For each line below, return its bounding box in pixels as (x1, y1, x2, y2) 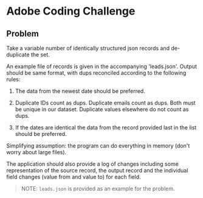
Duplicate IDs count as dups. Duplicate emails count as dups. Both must (15, 99, 196, 106)
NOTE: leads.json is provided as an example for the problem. (21, 185, 175, 192)
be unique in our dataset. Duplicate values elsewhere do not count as (15, 106, 189, 113)
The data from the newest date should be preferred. (15, 87, 146, 95)
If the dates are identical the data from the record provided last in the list (15, 124, 197, 131)
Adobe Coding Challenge (6, 4, 136, 18)
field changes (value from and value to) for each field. (6, 173, 141, 180)
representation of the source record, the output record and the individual (6, 167, 188, 174)
